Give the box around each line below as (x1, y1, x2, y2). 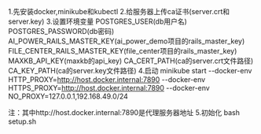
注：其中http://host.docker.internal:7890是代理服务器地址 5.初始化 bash (8, 108, 241, 117)
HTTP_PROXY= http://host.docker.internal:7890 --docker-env (8, 75, 206, 84)
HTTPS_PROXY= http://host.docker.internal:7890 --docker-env (8, 84, 210, 92)
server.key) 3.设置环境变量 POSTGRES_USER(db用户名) (8, 17, 187, 26)
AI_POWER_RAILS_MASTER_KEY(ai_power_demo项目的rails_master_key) (8, 36, 245, 46)
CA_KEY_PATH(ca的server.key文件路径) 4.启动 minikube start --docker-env (8, 66, 252, 75)
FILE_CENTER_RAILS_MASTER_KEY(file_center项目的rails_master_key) (8, 47, 237, 55)
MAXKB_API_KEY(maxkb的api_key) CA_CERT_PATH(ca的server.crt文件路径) (8, 56, 254, 65)
